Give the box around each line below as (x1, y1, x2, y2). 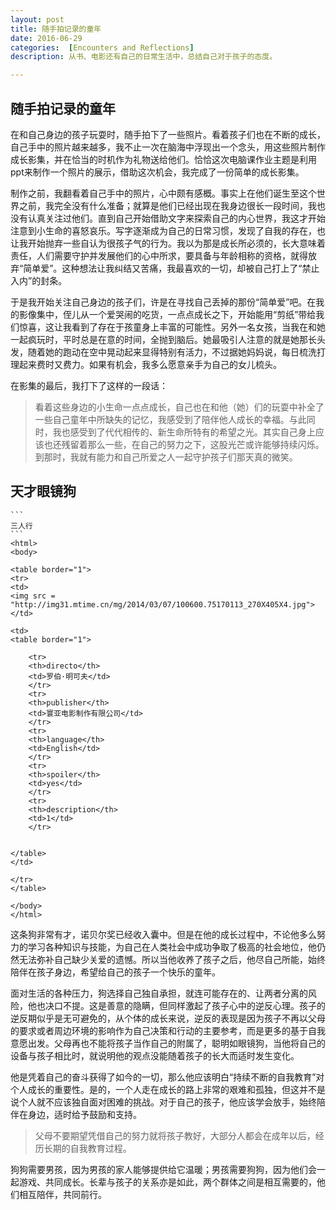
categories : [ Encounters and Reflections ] (10, 42, 195, 53)
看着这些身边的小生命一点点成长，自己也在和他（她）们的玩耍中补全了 (34, 401, 325, 413)
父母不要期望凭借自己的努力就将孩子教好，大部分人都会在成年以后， (34, 1129, 316, 1141)
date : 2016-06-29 (10, 33, 83, 43)
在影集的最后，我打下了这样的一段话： (10, 379, 168, 391)
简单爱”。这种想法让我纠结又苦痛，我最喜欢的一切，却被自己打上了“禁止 (23, 262, 320, 274)
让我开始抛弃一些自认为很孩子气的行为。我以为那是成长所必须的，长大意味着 (10, 237, 326, 249)
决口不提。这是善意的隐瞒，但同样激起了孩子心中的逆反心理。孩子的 (44, 999, 326, 1011)
